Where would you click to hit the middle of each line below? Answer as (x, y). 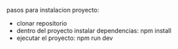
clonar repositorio (41, 23)
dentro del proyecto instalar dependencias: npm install (94, 31)
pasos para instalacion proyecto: (53, 10)
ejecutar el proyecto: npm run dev (65, 38)
